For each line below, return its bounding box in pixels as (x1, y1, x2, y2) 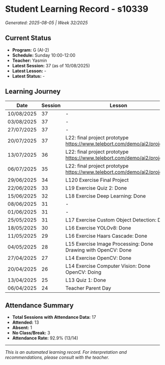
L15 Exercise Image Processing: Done (65, 240, 154, 247)
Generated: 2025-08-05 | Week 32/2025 (5, 20, 88, 26)
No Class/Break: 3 (12, 330, 51, 336)
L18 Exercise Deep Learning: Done (65, 193, 146, 199)
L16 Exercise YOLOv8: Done (65, 225, 132, 231)
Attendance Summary (5, 301, 74, 309)
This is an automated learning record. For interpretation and (5, 349, 127, 355)
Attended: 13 (12, 319, 39, 325)
